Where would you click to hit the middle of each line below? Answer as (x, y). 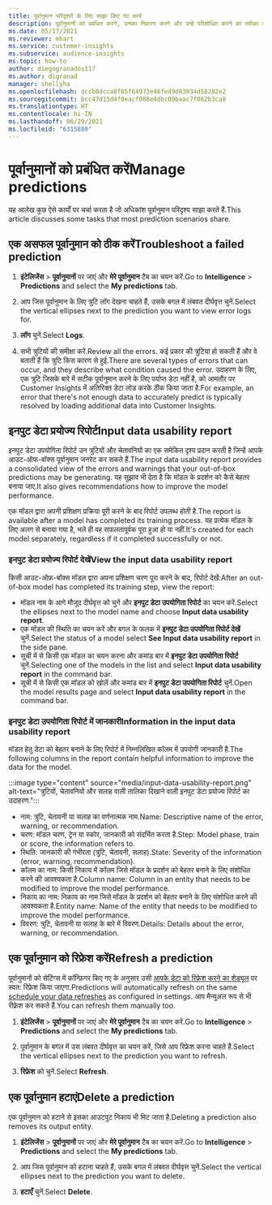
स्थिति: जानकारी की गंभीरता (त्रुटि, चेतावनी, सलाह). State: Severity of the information (141, 852)
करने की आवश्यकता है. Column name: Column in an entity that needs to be (135, 879)
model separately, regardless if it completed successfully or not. (115, 539)
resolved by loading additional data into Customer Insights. (118, 405)
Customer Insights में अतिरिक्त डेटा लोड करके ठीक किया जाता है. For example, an (137, 387)
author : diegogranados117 (52, 69)
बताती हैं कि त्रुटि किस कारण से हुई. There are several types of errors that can (134, 360)
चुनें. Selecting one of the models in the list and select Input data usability (140, 665)
